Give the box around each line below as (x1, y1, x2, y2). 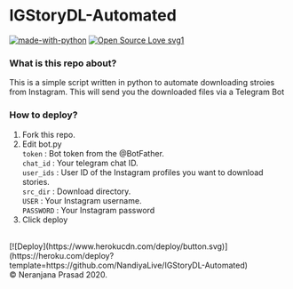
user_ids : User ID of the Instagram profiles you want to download (21, 166, 264, 178)
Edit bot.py (21, 139, 62, 149)
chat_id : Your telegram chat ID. (21, 157, 139, 168)
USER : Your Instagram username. (21, 195, 142, 205)
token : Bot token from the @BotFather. (21, 148, 164, 158)
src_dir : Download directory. (21, 186, 131, 197)
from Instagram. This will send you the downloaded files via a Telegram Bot (9, 86, 285, 98)
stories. (21, 176, 51, 187)
